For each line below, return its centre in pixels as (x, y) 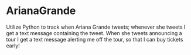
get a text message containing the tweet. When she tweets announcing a (94, 33)
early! (13, 46)
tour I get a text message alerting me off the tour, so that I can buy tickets (95, 39)
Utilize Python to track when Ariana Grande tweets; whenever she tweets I (96, 27)
